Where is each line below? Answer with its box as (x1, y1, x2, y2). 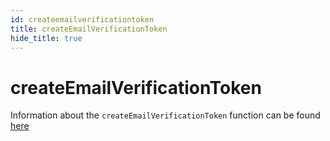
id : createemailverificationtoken (10, 14, 155, 25)
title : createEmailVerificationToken (10, 24, 168, 34)
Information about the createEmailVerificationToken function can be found (10, 109, 321, 121)
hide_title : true (10, 33, 83, 43)
